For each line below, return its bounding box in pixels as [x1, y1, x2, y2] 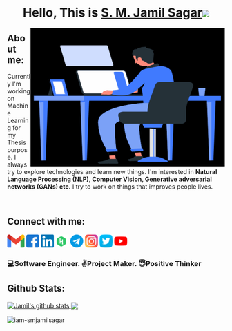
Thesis [7, 138, 26, 146]
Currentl [7, 73, 31, 80]
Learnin [7, 116, 29, 124]
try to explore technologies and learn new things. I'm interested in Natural [7, 168, 217, 176]
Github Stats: [7, 283, 66, 294]
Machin [7, 102, 29, 110]
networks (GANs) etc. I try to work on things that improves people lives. [7, 182, 213, 191]
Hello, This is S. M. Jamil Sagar [23, 5, 202, 21]
